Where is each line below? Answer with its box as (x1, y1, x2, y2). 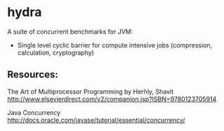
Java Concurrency (7, 108, 61, 116)
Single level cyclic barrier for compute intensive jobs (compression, (17, 41, 213, 49)
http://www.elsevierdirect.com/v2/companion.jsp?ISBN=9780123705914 (7, 95, 217, 103)
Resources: (7, 69, 58, 81)
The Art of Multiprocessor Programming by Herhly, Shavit (7, 87, 174, 95)
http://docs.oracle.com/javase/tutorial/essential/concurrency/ (7, 116, 185, 124)
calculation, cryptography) (17, 48, 95, 57)
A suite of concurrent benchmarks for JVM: (7, 27, 133, 36)
